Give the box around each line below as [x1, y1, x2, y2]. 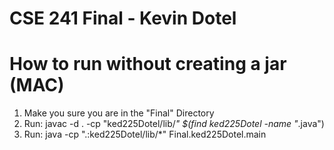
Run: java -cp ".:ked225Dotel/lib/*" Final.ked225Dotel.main [23, 128, 267, 141]
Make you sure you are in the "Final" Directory [23, 107, 215, 119]
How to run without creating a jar [9, 53, 287, 76]
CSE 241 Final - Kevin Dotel [9, 7, 237, 30]
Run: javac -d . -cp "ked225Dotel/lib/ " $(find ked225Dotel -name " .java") [23, 118, 325, 130]
